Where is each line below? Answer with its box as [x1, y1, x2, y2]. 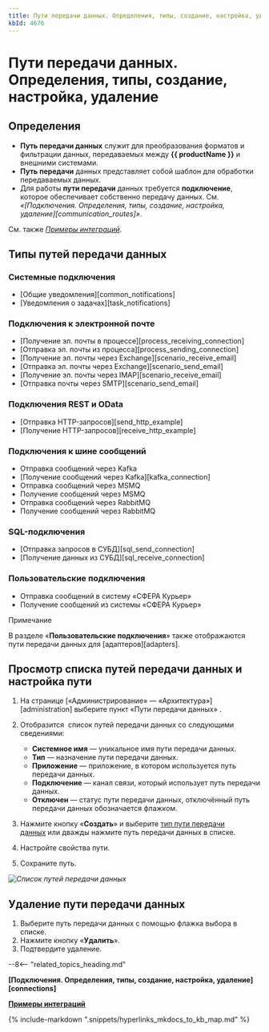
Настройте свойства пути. [19, 843, 110, 853]
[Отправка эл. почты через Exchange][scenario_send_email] [19, 362, 224, 371]
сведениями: [19, 729, 65, 738]
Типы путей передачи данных [8, 247, 167, 261]
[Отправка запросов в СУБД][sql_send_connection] [19, 544, 195, 554]
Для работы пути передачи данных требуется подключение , [19, 183, 233, 193]
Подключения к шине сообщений [8, 445, 147, 456]
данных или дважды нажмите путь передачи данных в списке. [19, 828, 236, 837]
